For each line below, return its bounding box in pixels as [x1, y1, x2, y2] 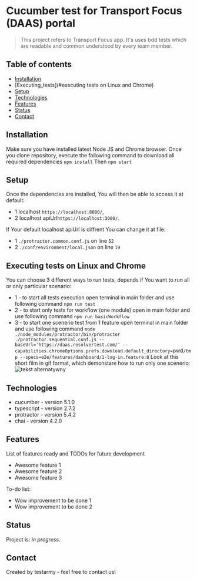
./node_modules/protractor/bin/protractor [14, 332, 121, 338]
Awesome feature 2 [14, 467, 62, 475]
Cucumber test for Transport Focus [6, 4, 182, 18]
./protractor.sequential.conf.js [14, 337, 97, 343]
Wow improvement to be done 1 [14, 497, 92, 504]
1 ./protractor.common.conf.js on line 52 [14, 237, 114, 245]
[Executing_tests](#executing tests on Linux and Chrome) [14, 81, 154, 88]
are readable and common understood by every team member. [20, 42, 173, 49]
